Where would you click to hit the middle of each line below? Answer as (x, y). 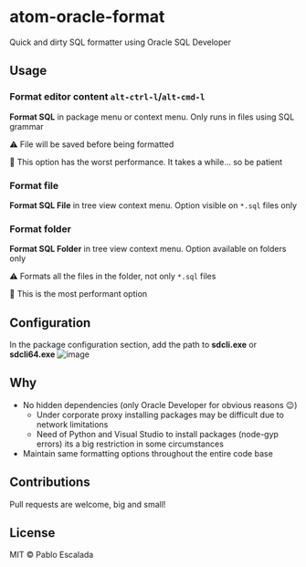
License (32, 533)
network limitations (72, 424)
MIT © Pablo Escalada (52, 555)
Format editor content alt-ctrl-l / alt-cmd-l (107, 97)
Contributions (50, 483)
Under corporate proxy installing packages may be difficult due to (160, 415)
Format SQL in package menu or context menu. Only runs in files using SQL (152, 117)
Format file (34, 185)
